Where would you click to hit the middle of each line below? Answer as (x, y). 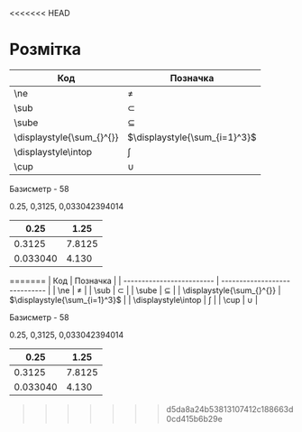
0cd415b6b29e (194, 418)
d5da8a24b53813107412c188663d (230, 409)
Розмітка (46, 50)
